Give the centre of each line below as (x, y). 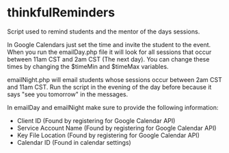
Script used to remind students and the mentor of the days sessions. (104, 31)
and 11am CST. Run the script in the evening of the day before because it (109, 87)
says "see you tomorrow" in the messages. (68, 94)
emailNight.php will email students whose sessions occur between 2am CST (114, 79)
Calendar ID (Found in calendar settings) (74, 142)
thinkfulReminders (61, 13)
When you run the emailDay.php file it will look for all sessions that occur (109, 52)
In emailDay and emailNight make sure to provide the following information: (113, 107)
